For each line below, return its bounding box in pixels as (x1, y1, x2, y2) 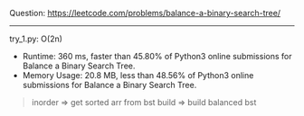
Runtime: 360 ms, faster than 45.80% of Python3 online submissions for (22, 51, 292, 61)
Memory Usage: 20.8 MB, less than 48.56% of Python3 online (22, 70, 254, 80)
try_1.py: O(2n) (9, 33, 63, 44)
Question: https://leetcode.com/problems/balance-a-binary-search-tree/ (9, 8, 281, 18)
